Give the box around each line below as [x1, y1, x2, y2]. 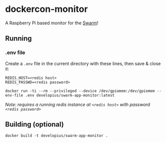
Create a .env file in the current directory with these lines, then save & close [5, 61, 161, 67]
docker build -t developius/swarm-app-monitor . [5, 133, 108, 139]
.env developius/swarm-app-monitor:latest [25, 93, 115, 98]
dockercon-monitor [5, 3, 88, 15]
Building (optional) [5, 120, 64, 129]
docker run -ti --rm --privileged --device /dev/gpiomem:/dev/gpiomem [5, 88, 155, 93]
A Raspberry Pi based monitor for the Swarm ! [5, 20, 99, 26]
